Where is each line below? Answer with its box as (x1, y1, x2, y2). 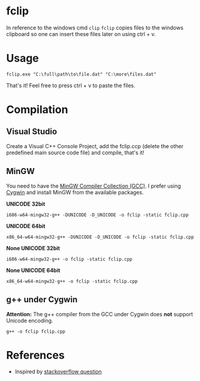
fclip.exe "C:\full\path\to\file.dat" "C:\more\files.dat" (6, 71, 157, 77)
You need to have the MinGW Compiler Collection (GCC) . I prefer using (6, 182, 181, 190)
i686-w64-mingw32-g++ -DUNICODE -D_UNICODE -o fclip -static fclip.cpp (6, 212, 189, 218)
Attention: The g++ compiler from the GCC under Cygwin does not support (6, 310, 193, 317)
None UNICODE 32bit (6, 244, 60, 251)
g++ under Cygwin (6, 295, 78, 305)
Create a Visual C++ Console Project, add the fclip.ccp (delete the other (6, 142, 184, 149)
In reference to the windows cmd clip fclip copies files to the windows (6, 24, 184, 31)
